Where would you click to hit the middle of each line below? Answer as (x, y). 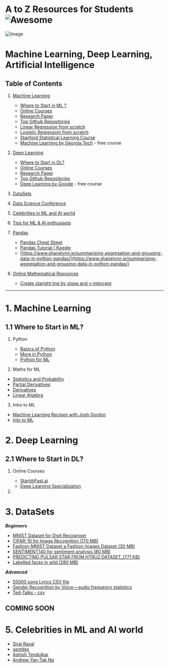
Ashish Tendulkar (30, 655)
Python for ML (35, 359)
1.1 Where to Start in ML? (45, 327)
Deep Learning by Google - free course (61, 184)
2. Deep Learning (42, 441)
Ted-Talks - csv (29, 592)
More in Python (36, 354)
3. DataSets (30, 512)
